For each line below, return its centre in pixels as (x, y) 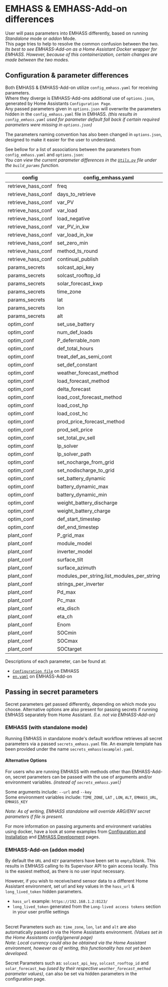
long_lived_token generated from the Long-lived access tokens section (86, 907)
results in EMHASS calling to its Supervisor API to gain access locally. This (82, 866)
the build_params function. (32, 165)
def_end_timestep (78, 527)
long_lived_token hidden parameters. (44, 892)
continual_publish (77, 259)
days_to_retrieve (76, 194)
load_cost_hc (72, 413)
